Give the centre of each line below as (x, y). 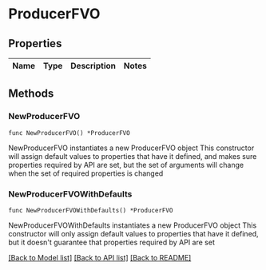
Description (93, 66)
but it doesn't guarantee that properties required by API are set (112, 242)
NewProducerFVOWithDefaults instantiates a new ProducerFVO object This (133, 225)
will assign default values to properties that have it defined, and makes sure (133, 156)
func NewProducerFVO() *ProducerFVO (69, 133)
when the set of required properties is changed (86, 173)
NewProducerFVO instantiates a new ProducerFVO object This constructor (131, 148)
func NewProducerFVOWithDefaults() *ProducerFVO (91, 210)
